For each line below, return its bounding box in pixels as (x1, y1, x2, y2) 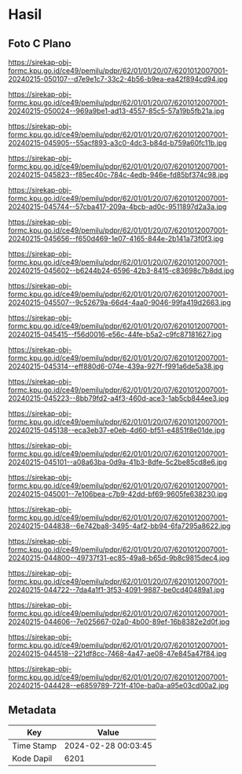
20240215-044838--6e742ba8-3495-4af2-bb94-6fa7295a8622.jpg (8, 521, 231, 530)
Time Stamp (12, 740, 57, 751)
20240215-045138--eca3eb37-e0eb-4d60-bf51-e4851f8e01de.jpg (8, 426, 225, 435)
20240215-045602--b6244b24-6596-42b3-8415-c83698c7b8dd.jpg (8, 266, 234, 275)
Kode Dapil (12, 753, 53, 764)
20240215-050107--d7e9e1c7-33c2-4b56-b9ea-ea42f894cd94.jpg (8, 75, 228, 83)
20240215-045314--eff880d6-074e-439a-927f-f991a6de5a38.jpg (8, 361, 224, 371)
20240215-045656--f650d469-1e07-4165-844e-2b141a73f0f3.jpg (8, 234, 224, 243)
